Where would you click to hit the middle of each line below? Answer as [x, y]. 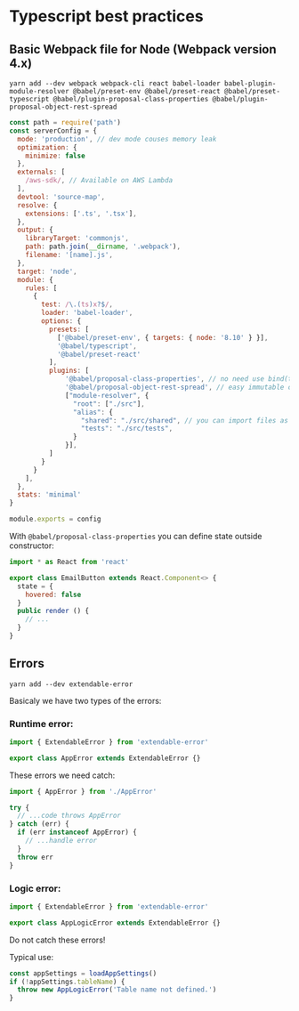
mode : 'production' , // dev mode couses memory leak [117, 139]
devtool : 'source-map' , [61, 197]
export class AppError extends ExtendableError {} [105, 758]
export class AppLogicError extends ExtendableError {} [115, 923]
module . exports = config [55, 519]
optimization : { [47, 147]
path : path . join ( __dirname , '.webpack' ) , [103, 247]
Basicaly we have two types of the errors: [85, 700]
